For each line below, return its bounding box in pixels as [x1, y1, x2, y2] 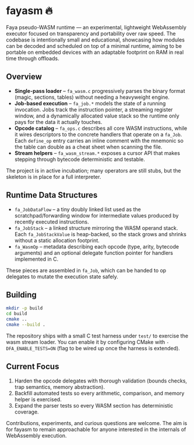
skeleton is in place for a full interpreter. [6, 173, 101, 180]
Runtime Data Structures [6, 190, 98, 200]
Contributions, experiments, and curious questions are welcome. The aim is [6, 419, 188, 426]
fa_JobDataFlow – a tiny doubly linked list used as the [14, 206, 141, 213]
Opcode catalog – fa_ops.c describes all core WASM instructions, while [14, 125, 188, 132]
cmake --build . [6, 322, 45, 327]
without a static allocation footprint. [14, 237, 100, 244]
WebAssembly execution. [6, 432, 67, 439]
